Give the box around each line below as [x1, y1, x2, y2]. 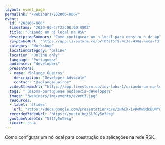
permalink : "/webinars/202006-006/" [5, 12, 80, 17]
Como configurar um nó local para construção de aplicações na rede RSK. [5, 134, 156, 140]
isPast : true [9, 121, 36, 125]
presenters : [9, 66, 34, 71]
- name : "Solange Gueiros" [9, 71, 65, 76]
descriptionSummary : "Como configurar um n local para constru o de [9, 35, 153, 40]
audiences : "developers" [9, 62, 60, 66]
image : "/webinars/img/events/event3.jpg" [9, 93, 98, 98]
